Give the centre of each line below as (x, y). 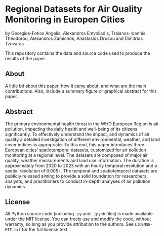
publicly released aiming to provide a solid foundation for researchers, (77, 176)
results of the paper (25, 58)
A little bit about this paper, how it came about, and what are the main (76, 86)
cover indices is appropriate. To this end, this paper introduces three (75, 144)
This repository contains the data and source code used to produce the (78, 53)
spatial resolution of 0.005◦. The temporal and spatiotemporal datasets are (81, 170)
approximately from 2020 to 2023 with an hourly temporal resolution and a (81, 166)
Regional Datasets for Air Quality (74, 9)
